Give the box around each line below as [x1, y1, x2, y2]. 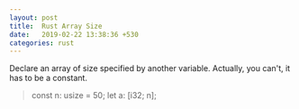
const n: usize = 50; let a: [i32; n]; [31, 90, 158, 101]
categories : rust [9, 38, 75, 48]
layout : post [9, 13, 59, 23]
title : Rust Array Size [9, 22, 103, 31]
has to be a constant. [9, 73, 88, 84]
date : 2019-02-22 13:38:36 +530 [9, 30, 140, 39]
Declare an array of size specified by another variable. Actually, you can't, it [9, 63, 291, 74]
